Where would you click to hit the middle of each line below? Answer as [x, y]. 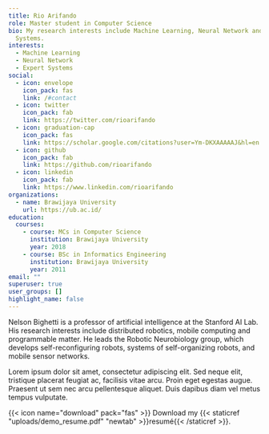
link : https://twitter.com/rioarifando [89, 120]
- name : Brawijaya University [66, 202]
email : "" [25, 277]
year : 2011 [48, 270]
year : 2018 [48, 247]
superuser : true [35, 284]
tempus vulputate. [38, 397]
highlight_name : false [46, 299]
